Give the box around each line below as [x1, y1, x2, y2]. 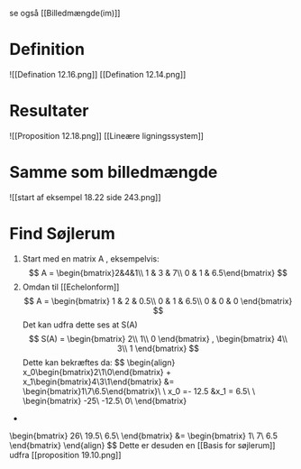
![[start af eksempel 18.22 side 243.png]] [9, 191, 161, 202]
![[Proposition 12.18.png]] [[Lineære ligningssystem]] [9, 130, 205, 141]
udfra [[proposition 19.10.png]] [9, 449, 122, 460]
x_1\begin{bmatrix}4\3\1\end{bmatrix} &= [22, 376, 175, 387]
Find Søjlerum [9, 224, 115, 244]
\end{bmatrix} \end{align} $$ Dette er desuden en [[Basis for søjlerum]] [9, 439, 276, 450]
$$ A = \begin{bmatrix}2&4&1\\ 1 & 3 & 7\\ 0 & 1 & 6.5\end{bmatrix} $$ [28, 267, 288, 278]
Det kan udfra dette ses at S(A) [22, 319, 138, 330]
